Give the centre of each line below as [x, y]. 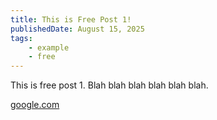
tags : [21, 38]
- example [49, 47]
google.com [35, 105]
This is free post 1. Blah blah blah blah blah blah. [109, 85]
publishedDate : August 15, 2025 [77, 29]
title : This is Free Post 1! [71, 19]
